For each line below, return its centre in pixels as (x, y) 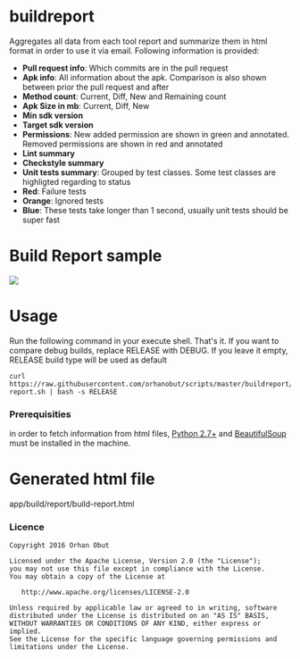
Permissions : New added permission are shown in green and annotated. (156, 134)
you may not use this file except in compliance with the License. (137, 569)
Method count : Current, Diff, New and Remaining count (124, 96)
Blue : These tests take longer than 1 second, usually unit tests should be (155, 210)
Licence (27, 527)
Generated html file (82, 479)
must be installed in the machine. (70, 443)
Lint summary (49, 153)
